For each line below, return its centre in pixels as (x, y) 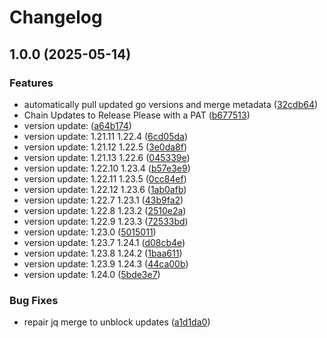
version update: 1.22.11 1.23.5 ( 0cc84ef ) (105, 178)
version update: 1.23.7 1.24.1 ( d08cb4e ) (104, 242)
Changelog (56, 17)
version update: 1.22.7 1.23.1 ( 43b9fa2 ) (103, 200)
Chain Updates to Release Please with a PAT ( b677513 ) (137, 115)
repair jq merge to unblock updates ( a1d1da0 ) (117, 322)
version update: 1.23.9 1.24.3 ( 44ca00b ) (106, 263)
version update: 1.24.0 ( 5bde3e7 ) (92, 274)
